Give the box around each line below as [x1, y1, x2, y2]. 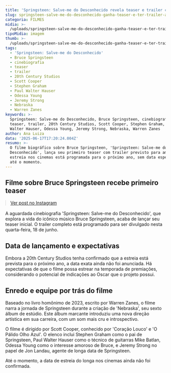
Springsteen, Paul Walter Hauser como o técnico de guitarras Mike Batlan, [5, 337, 161, 343]
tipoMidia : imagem [5, 31, 44, 36]
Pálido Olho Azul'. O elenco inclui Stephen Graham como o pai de [5, 332, 142, 338]
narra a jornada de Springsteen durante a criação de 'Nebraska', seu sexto [5, 305, 162, 312]
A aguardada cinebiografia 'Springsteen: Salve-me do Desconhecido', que [5, 211, 161, 217]
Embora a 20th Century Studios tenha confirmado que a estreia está [5, 255, 149, 261]
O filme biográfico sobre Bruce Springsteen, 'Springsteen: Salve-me [10, 145, 160, 151]
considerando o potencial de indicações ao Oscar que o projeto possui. [5, 271, 155, 277]
